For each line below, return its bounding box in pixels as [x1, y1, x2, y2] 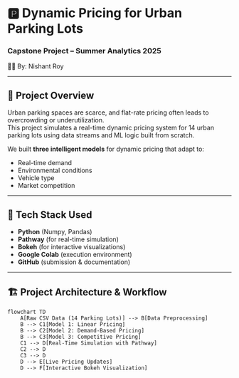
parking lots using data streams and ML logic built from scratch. [7, 131, 195, 140]
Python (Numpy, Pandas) [17, 228, 92, 236]
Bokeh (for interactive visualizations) [17, 243, 126, 251]
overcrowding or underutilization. [7, 116, 105, 125]
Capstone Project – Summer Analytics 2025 [7, 46, 161, 56]
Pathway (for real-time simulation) [17, 235, 119, 243]
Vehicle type [17, 174, 55, 182]
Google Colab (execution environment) [17, 251, 133, 259]
